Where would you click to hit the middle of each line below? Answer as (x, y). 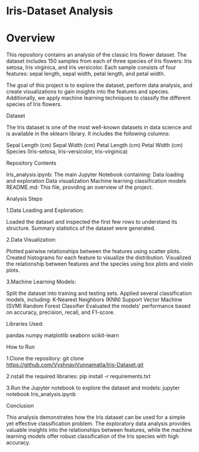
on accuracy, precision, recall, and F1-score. (60, 312)
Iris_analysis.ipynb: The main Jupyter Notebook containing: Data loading (95, 174)
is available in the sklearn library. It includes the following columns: (88, 134)
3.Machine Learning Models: (41, 282)
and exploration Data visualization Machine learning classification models (96, 181)
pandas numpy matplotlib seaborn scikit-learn (63, 335)
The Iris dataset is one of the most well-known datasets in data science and (99, 127)
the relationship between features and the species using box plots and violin (100, 264)
